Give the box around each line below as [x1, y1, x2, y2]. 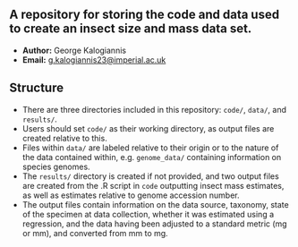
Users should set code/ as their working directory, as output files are [21, 123, 275, 133]
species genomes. [21, 161, 91, 172]
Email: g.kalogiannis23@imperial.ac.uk [21, 54, 166, 65]
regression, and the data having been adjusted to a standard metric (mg [21, 218, 288, 229]
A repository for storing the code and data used [9, 7, 280, 22]
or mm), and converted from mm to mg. [21, 227, 168, 238]
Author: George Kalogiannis [21, 45, 127, 55]
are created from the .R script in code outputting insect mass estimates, [21, 180, 285, 191]
